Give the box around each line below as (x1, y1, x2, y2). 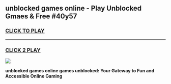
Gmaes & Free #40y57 (5, 12, 77, 21)
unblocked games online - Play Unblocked (5, 4, 142, 13)
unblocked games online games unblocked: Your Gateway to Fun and (5, 67, 155, 73)
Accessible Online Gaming (5, 73, 63, 79)
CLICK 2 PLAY (5, 46, 41, 53)
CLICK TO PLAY (5, 27, 45, 35)
